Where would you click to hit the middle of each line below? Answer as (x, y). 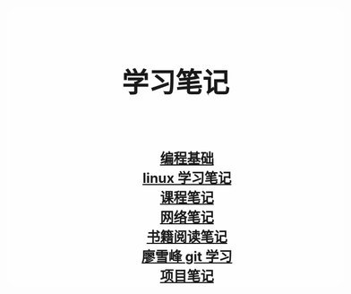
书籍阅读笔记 (187, 237)
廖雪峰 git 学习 (187, 257)
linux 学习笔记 (187, 178)
